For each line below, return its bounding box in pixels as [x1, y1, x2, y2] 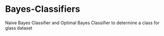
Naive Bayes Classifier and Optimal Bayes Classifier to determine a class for [5, 20, 160, 26]
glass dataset [5, 25, 33, 31]
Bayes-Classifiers [5, 3, 81, 15]
